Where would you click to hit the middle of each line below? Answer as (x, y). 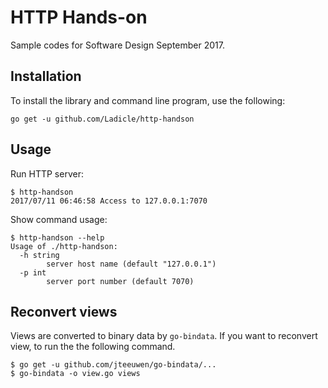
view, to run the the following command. (93, 347)
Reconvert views (64, 311)
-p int (33, 272)
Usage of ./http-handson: (64, 246)
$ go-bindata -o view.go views (75, 374)
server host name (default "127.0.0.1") (131, 264)
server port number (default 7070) (120, 281)
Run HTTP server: (47, 173)
